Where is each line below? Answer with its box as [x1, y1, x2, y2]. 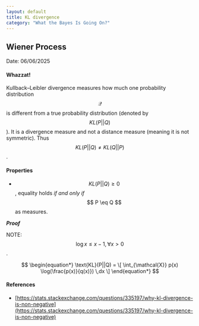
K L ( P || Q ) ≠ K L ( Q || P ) [75, 144, 125, 151]
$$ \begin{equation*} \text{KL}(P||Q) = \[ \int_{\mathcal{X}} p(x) [21, 261, 179, 268]
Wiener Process [6, 42, 67, 52]
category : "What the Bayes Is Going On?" [6, 20, 110, 26]
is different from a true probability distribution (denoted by [6, 109, 149, 117]
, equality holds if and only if [14, 189, 85, 196]
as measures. [14, 208, 48, 215]
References [6, 281, 36, 289]
